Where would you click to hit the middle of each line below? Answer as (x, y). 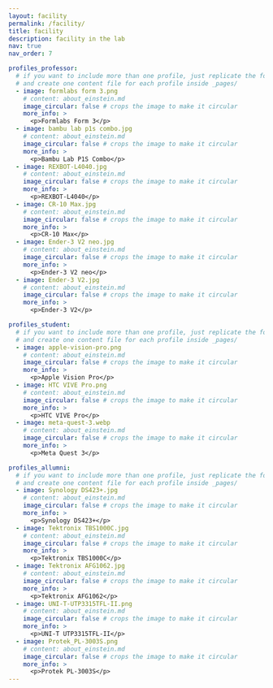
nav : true (25, 46)
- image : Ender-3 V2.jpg (58, 280)
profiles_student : (39, 325)
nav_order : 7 (30, 54)
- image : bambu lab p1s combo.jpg (74, 129)
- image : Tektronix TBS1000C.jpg (72, 528)
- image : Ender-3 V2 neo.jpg (65, 242)
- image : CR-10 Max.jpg (56, 204)
